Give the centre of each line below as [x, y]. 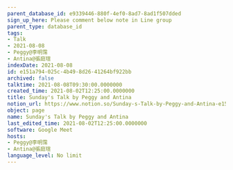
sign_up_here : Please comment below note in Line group [89, 20]
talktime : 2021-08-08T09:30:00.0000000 [65, 85]
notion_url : [24, 104]
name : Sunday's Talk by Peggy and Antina [68, 117]
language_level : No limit [44, 156]
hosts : [17, 136]
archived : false [31, 78]
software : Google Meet [40, 130]
